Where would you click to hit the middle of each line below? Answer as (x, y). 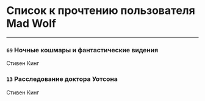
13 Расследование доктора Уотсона (62, 79)
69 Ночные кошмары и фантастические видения (82, 50)
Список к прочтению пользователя (101, 11)
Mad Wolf (31, 23)
